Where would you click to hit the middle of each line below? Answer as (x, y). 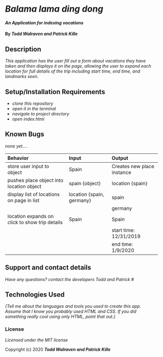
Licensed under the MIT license (36, 340)
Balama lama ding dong (54, 9)
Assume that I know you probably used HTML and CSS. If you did (71, 311)
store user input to (28, 166)
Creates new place (133, 166)
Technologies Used (35, 295)
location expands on (31, 216)
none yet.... (16, 146)
